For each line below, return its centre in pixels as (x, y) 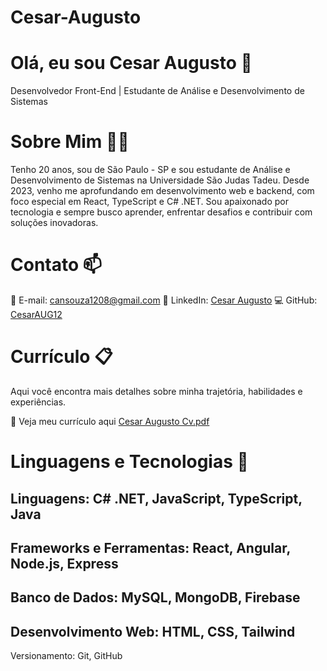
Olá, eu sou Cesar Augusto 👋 (131, 63)
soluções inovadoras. (54, 223)
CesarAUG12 (36, 314)
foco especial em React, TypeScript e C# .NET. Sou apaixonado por (149, 202)
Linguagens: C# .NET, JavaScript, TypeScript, (156, 498)
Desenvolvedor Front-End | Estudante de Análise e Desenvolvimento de (157, 91)
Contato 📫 (56, 265)
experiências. (38, 402)
